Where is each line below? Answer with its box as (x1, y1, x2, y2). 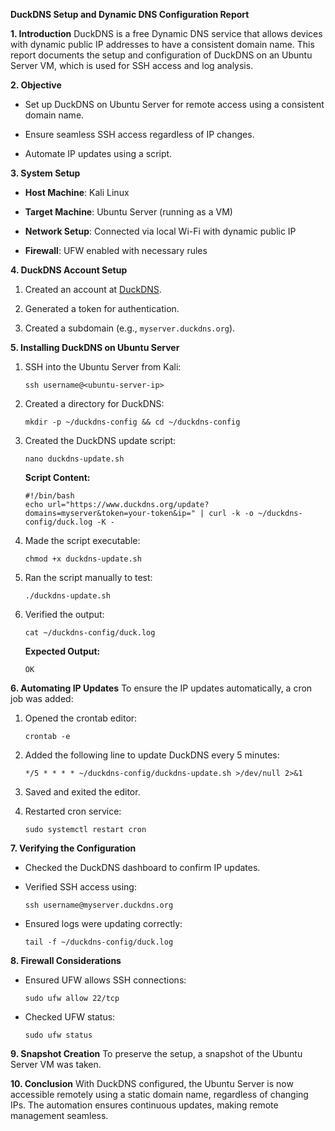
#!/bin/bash (24, 491, 75, 501)
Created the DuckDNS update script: (24, 435, 177, 446)
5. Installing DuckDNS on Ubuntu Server (10, 342, 180, 353)
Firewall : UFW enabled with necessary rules (24, 245, 208, 256)
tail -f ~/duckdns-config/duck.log (24, 937, 174, 947)
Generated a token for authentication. (24, 303, 180, 314)
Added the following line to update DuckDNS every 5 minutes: (24, 749, 280, 761)
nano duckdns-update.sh (24, 454, 125, 464)
